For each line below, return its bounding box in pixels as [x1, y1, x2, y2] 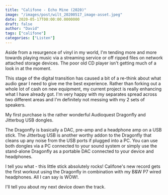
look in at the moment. [5, 65, 52, 71]
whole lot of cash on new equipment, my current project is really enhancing [5, 86, 162, 92]
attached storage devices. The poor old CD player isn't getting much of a [5, 60, 157, 66]
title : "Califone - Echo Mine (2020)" [5, 7, 87, 13]
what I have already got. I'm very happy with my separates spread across [5, 91, 157, 97]
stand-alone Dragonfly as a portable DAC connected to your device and [5, 148, 154, 154]
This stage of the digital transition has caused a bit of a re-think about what [5, 75, 161, 81]
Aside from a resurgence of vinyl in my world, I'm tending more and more [5, 49, 157, 55]
